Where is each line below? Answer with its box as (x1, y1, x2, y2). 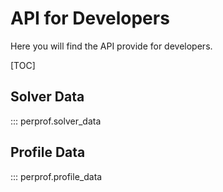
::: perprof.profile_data (10, 170, 103, 182)
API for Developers (10, 7, 170, 30)
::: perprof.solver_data (10, 115, 102, 127)
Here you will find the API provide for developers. (10, 40, 213, 52)
